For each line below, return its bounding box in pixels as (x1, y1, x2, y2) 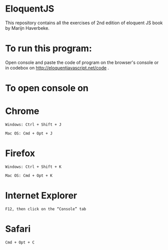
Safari (5, 223, 31, 235)
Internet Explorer (5, 190, 78, 202)
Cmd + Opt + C (5, 240, 35, 245)
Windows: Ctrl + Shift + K (5, 164, 62, 169)
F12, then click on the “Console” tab (5, 206, 86, 212)
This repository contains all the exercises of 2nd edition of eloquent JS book (5, 20, 163, 26)
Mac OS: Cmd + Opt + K (5, 173, 53, 178)
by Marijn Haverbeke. (5, 25, 50, 31)
